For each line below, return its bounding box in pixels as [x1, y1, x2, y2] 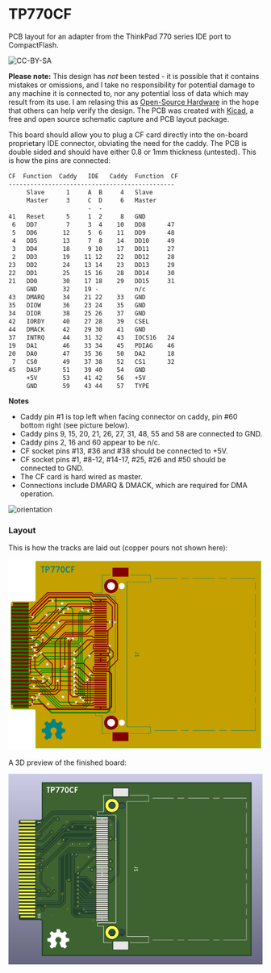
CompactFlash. [8, 40, 59, 49]
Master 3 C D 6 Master [26, 196, 157, 204]
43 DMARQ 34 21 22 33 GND [8, 293, 147, 301]
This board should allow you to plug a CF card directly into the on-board [8, 130, 248, 140]
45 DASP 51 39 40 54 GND [8, 365, 147, 374]
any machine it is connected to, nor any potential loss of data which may [8, 88, 249, 98]
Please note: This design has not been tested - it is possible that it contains [8, 71, 260, 81]
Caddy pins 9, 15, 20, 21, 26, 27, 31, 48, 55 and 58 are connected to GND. [19, 428, 263, 438]
